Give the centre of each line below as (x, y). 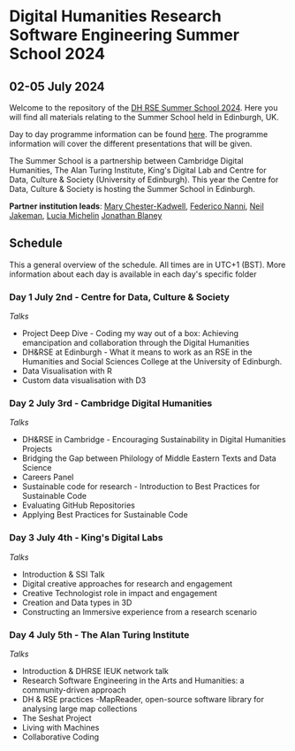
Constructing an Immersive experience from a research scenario (140, 611)
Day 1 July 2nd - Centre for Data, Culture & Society (119, 296)
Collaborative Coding (61, 737)
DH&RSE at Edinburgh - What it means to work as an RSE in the (137, 352)
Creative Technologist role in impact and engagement (120, 593)
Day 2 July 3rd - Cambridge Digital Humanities (111, 403)
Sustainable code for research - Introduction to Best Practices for (141, 487)
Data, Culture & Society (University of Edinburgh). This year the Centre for (144, 180)
